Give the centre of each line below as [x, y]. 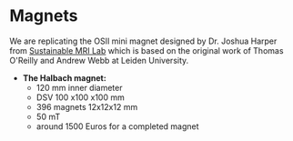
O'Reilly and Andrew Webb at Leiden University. [99, 60]
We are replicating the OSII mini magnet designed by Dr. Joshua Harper [143, 41]
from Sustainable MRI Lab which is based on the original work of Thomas [146, 50]
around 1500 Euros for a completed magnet [117, 126]
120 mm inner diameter [79, 87]
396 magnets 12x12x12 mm [87, 106]
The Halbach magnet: [64, 77]
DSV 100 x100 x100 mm [80, 97]
